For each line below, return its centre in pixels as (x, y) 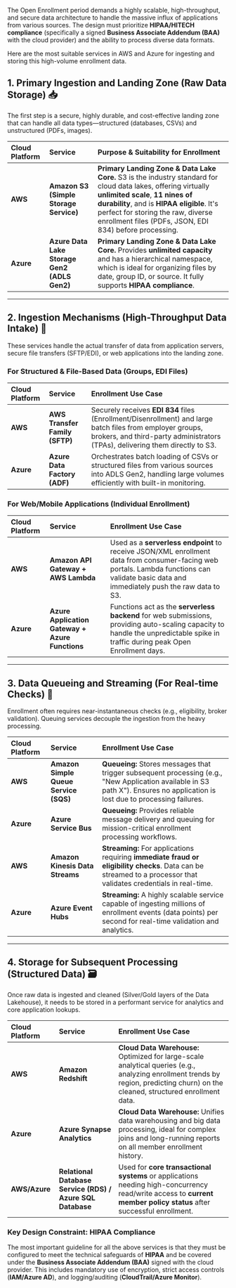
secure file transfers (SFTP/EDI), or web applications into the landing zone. (115, 353)
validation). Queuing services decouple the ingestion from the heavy (106, 719)
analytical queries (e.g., (157, 1065)
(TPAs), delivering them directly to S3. (154, 445)
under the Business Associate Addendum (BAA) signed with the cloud (111, 1262)
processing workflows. (139, 837)
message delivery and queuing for (158, 819)
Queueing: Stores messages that (156, 764)
